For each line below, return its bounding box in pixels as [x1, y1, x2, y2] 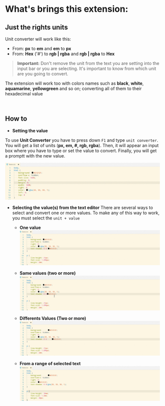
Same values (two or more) [19, 270, 76, 276]
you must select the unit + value [12, 215, 80, 221]
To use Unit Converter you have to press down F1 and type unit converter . [5, 137, 159, 143]
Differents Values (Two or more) [19, 315, 86, 321]
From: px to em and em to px [12, 46, 71, 51]
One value [19, 225, 41, 231]
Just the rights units [5, 23, 68, 31]
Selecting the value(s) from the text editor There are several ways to [12, 205, 153, 211]
